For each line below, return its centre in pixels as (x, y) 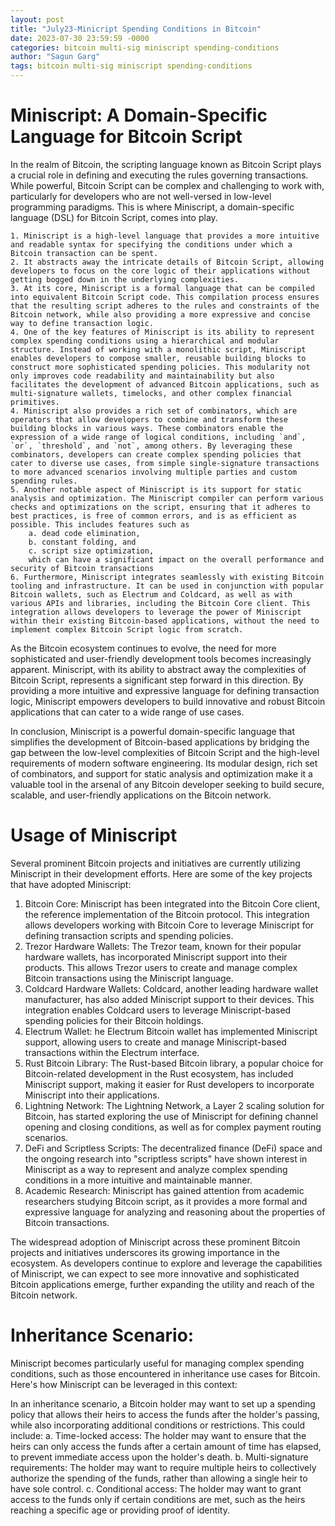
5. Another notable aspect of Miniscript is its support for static (156, 489)
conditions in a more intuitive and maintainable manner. (138, 1180)
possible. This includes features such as (100, 524)
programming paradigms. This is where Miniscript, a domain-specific (152, 207)
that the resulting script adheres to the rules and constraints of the (165, 306)
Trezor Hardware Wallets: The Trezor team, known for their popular (163, 946)
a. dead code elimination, (84, 533)
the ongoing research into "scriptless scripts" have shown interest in (166, 1158)
